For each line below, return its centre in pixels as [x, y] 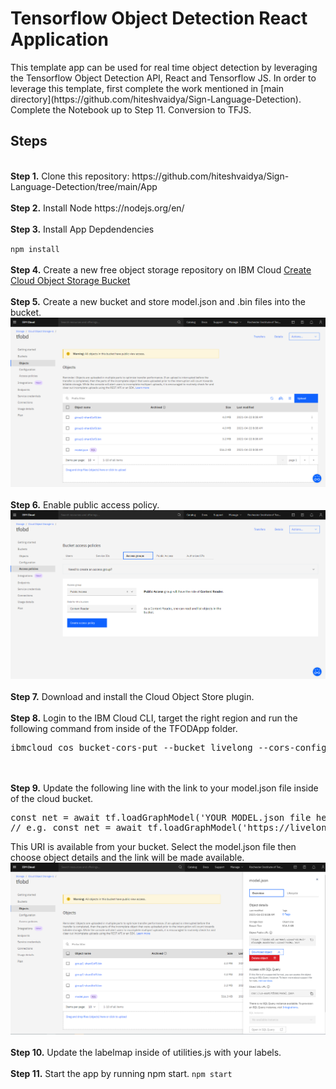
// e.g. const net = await [76, 828]
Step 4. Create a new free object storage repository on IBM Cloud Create [161, 269]
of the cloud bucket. [52, 799]
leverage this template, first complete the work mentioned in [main [147, 88]
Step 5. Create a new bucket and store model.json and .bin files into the [158, 301]
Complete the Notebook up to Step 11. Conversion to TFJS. [131, 109]
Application [59, 39]
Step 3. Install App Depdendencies [82, 229]
